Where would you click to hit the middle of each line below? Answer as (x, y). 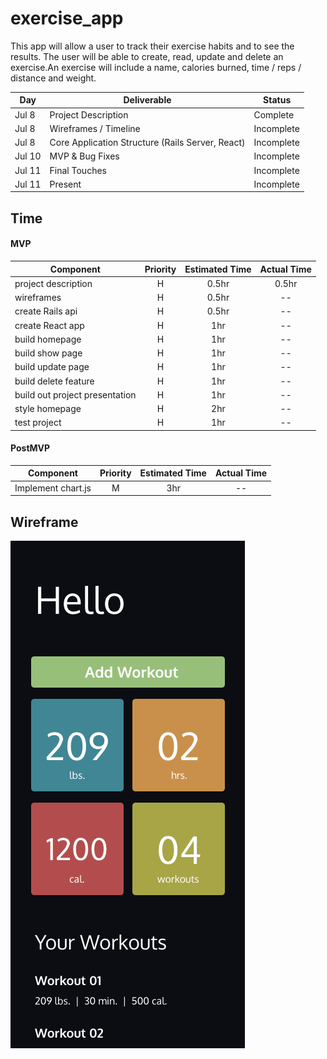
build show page (48, 353)
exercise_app (67, 18)
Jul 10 (28, 156)
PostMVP (30, 448)
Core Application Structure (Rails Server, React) (147, 143)
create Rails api (46, 311)
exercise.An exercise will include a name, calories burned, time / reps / (156, 67)
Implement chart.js (53, 488)
